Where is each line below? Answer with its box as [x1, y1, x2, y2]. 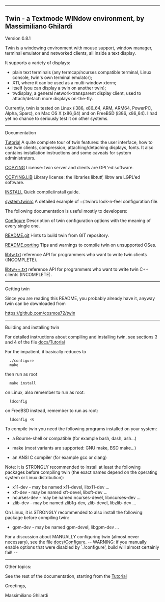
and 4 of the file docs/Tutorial [5, 339, 65, 345]
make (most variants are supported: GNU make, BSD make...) [12, 445, 137, 451]
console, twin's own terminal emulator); [12, 75, 92, 80]
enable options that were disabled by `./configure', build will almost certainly [5, 544, 160, 550]
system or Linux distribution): [5, 474, 64, 480]
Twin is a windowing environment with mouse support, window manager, [5, 45, 153, 51]
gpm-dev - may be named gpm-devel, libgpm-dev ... [12, 524, 119, 530]
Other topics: [5, 564, 32, 569]
